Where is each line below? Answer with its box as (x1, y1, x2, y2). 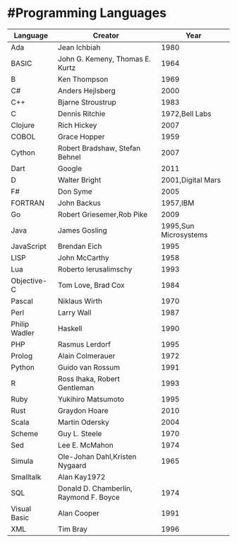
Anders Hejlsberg (57, 86, 116, 95)
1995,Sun (161, 221, 195, 230)
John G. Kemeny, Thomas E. (57, 54, 152, 64)
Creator (92, 30, 120, 40)
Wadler (11, 327, 35, 337)
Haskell (57, 323, 83, 333)
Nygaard (57, 460, 87, 470)
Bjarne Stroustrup (57, 97, 116, 107)
